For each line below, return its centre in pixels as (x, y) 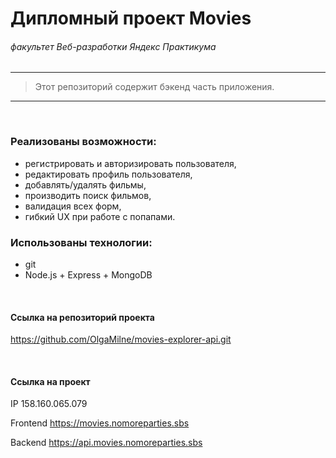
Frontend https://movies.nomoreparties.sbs (100, 423)
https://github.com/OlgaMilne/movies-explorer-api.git (121, 339)
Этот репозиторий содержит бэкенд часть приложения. (154, 87)
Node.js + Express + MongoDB (88, 274)
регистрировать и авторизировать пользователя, (130, 163)
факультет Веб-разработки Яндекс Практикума (113, 46)
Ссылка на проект (50, 381)
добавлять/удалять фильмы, (85, 184)
